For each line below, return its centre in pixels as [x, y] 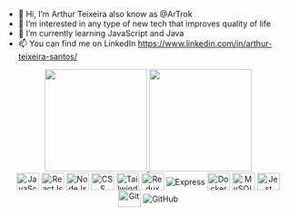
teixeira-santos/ [48, 56]
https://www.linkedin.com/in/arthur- [205, 44]
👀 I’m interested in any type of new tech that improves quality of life [144, 24]
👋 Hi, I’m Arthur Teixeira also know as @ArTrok [105, 14]
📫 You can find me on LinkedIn [77, 44]
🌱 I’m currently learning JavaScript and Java [101, 33]
